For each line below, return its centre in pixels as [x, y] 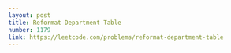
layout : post [30, 15]
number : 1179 [30, 30]
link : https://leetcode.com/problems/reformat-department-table [116, 37]
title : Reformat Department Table [65, 23]
